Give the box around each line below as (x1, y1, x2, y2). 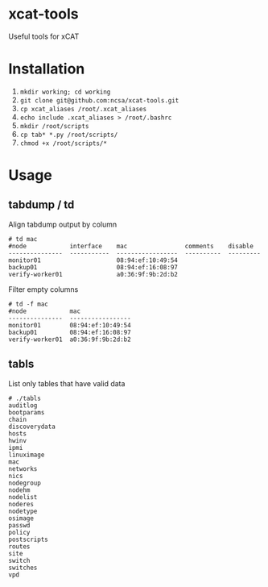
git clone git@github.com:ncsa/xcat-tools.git (19, 96, 179, 105)
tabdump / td (8, 198, 75, 212)
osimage (8, 514, 35, 522)
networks (8, 464, 38, 473)
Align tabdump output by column (8, 219, 118, 229)
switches (8, 564, 38, 572)
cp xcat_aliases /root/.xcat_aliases (19, 105, 147, 113)
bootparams (8, 408, 45, 416)
